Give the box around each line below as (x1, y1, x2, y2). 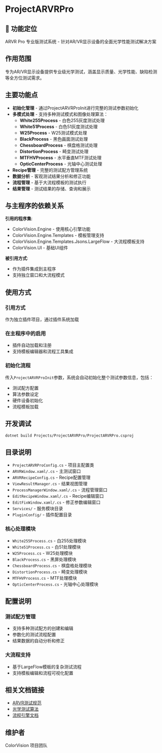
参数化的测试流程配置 (12, 632, 56, 638)
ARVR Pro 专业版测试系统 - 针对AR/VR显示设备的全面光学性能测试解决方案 (5, 39, 157, 44)
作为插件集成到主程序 (12, 266, 56, 272)
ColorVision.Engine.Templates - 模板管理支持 (12, 232, 105, 238)
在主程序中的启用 (5, 330, 46, 337)
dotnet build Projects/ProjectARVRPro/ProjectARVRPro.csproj (5, 433, 134, 438)
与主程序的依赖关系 (5, 202, 64, 210)
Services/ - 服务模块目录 (12, 506, 63, 512)
